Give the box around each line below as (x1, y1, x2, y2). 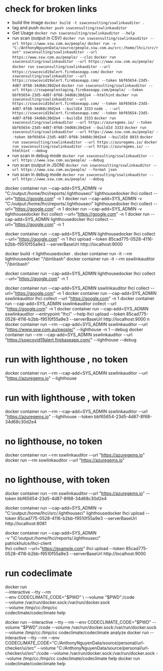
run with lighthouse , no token (5, 354, 128, 365)
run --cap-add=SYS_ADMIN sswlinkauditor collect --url (5, 301, 117, 307)
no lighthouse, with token (5, 474, 110, 485)
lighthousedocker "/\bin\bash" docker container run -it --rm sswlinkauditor (5, 256, 155, 262)
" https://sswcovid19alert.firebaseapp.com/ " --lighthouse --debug (5, 337, 137, 343)
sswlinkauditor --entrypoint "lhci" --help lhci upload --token (5, 311, 126, 317)
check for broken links (5, 3, 97, 15)
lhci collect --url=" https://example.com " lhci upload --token (5, 545, 125, 551)
